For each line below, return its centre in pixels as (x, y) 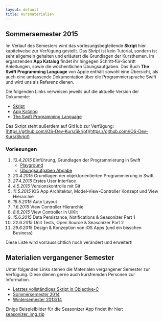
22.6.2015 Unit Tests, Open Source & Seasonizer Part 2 (68, 222)
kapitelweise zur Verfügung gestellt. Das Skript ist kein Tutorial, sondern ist (81, 51)
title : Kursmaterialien (30, 14)
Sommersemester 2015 (42, 34)
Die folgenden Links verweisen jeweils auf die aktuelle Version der (72, 92)
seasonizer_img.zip (25, 314)
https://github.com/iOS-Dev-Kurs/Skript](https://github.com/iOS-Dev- (78, 131)
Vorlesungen (21, 149)
